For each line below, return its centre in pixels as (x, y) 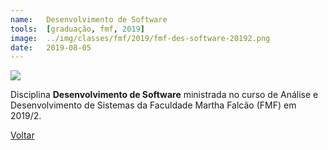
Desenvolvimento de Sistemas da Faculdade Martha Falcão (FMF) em (153, 105)
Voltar (22, 135)
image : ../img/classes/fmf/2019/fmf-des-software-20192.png (140, 38)
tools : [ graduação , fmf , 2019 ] (77, 29)
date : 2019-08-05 (51, 47)
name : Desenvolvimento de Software (89, 19)
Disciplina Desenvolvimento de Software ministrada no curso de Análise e (164, 95)
